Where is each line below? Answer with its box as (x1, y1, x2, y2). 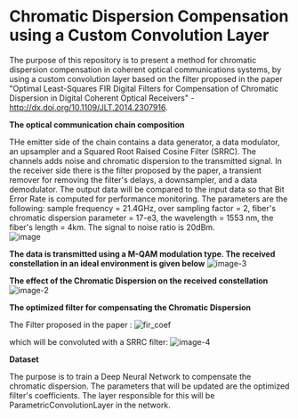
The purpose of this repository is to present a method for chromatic (9, 54, 257, 65)
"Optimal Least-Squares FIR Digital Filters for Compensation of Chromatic (9, 83, 279, 94)
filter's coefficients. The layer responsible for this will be (9, 390, 215, 400)
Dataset (9, 354, 39, 365)
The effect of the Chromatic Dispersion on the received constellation (9, 275, 269, 286)
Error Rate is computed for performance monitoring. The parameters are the (9, 193, 288, 204)
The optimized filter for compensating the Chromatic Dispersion (9, 301, 252, 313)
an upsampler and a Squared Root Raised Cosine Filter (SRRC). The (9, 145, 256, 157)
